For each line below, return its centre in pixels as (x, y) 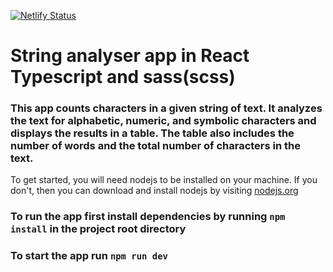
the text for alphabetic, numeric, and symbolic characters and (163, 121)
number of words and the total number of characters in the (155, 146)
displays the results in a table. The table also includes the (152, 133)
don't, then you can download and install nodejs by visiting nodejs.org (154, 191)
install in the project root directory (98, 229)
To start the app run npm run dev (89, 256)
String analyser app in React (130, 56)
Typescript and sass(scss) (123, 77)
